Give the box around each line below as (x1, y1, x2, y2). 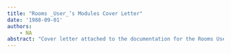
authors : (7, 23, 32, 30)
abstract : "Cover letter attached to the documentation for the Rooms (7, 36, 214, 43)
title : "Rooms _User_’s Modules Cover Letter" (7, 10, 143, 17)
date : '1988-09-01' (7, 17, 63, 23)
